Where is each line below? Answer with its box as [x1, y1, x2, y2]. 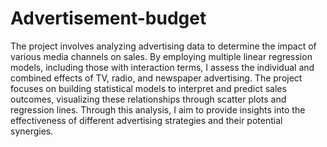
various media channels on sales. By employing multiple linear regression [10, 50, 313, 62]
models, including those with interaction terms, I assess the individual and [10, 61, 315, 73]
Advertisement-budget [10, 7, 207, 30]
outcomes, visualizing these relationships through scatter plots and [10, 93, 287, 105]
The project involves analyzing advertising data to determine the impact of [10, 40, 317, 52]
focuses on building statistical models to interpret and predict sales [10, 82, 287, 94]
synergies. [10, 125, 54, 137]
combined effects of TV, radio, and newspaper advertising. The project [10, 72, 303, 84]
